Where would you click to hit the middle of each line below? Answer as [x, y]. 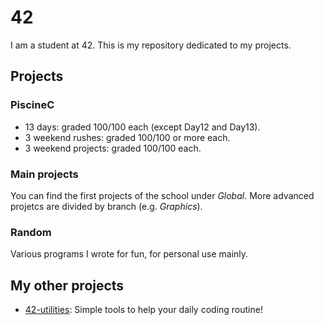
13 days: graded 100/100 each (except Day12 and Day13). [142, 127]
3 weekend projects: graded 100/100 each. [113, 148]
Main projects [44, 174]
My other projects [67, 285]
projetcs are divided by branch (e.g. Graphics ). [106, 206]
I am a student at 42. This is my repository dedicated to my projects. [151, 45]
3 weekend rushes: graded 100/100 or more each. [127, 137]
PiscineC [32, 105]
